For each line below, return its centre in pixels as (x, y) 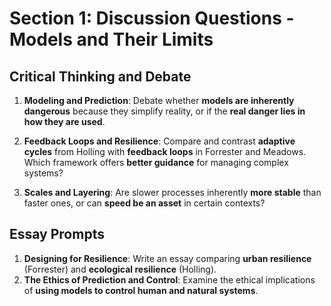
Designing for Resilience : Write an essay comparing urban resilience (167, 258)
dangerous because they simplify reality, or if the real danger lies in (164, 111)
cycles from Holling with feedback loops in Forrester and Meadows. (165, 151)
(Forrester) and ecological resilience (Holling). (120, 269)
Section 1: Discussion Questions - (152, 18)
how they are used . (64, 121)
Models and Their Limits (111, 39)
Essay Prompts (57, 234)
